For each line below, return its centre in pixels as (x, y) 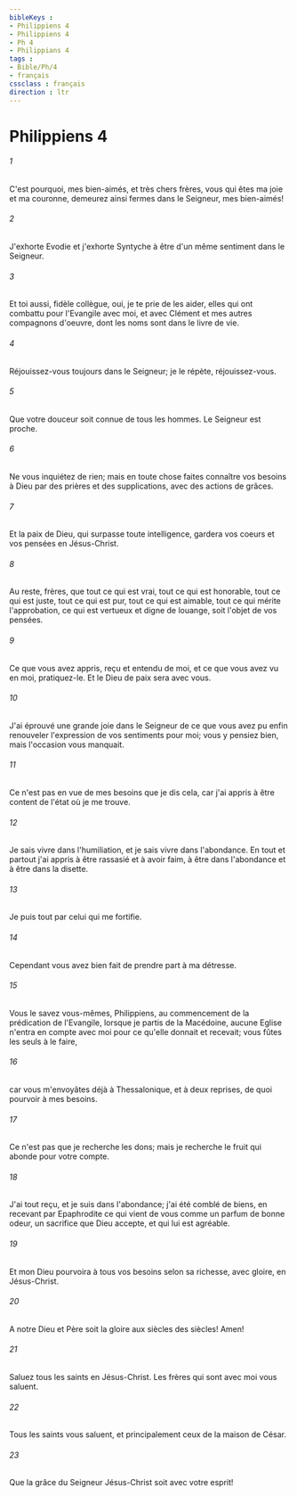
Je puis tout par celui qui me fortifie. (76, 917)
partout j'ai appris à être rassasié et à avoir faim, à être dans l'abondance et (148, 859)
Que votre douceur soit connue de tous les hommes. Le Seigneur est (135, 419)
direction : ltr (39, 92)
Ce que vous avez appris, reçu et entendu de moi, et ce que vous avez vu (144, 668)
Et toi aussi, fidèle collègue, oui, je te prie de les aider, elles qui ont (131, 304)
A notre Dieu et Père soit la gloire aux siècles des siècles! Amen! (127, 1328)
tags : (21, 59)
